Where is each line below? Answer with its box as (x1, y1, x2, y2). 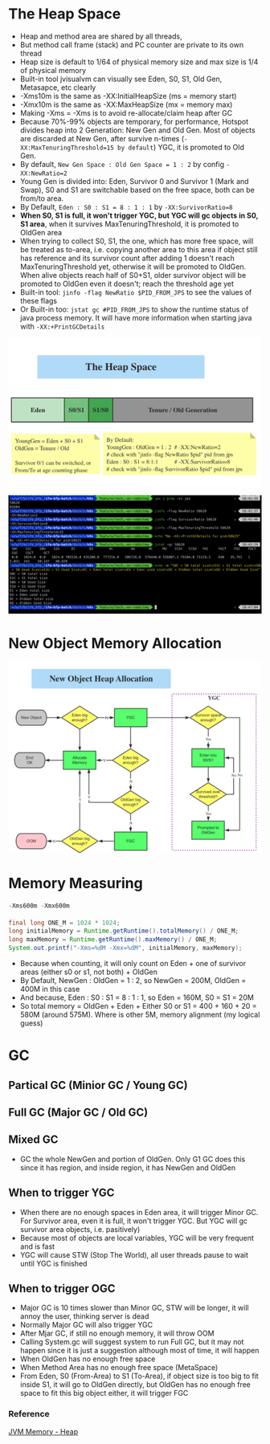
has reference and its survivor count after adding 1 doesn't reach (19, 253, 235, 263)
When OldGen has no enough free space (19, 1354, 156, 1364)
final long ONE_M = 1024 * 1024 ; (8, 919, 121, 927)
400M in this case (19, 985, 80, 994)
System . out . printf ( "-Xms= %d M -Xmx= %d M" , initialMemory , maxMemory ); (8, 944, 243, 952)
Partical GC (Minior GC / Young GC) (8, 1078, 188, 1092)
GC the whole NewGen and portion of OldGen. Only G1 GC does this (19, 1154, 246, 1164)
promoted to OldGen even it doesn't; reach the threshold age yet (19, 279, 235, 288)
